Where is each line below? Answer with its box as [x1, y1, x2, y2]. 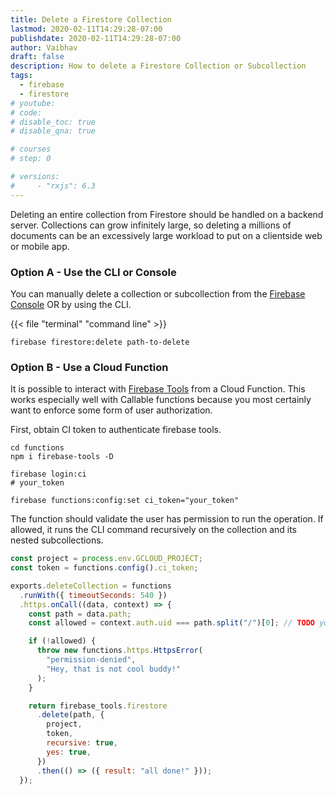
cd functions [10, 443, 65, 453]
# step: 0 [10, 154, 52, 164]
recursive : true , [46, 738, 118, 748]
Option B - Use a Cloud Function [10, 360, 169, 374]
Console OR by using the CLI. [10, 298, 132, 310]
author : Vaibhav [10, 42, 78, 53]
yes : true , [46, 747, 92, 757]
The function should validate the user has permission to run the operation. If [10, 513, 324, 525]
